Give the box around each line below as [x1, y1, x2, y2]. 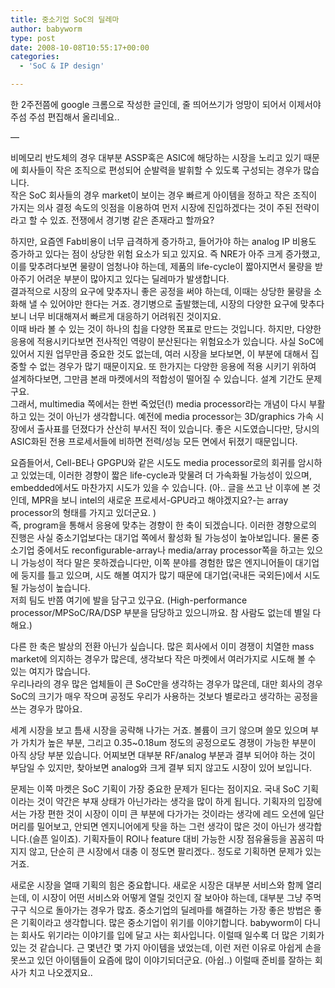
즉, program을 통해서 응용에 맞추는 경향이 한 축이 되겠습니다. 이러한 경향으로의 [10, 519, 317, 531]
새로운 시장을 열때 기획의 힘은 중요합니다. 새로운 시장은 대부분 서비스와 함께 [10, 879, 304, 891]
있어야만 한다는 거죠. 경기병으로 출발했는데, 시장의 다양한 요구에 [49, 298, 298, 310]
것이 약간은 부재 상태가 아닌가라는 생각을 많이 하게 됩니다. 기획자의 [36, 796, 296, 807]
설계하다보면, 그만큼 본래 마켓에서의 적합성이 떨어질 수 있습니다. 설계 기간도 [10, 373, 304, 385]
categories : [10, 52, 60, 62]
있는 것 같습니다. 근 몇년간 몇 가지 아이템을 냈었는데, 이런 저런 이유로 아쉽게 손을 [10, 942, 322, 953]
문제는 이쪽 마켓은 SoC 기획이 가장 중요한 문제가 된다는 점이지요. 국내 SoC [10, 783, 301, 795]
